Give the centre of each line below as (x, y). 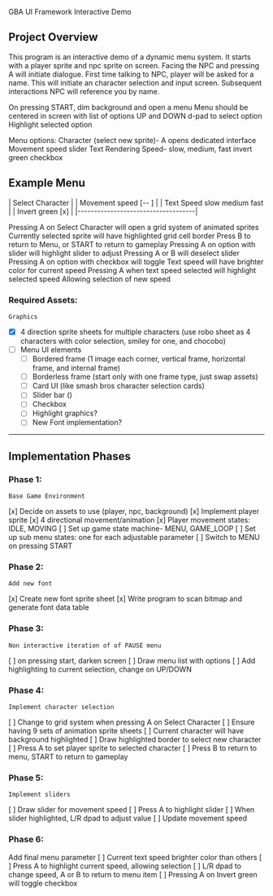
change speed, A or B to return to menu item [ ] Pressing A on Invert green (133, 874)
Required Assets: (43, 300)
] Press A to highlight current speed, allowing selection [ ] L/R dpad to (125, 866)
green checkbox (36, 157)
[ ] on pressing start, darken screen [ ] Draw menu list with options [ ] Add (132, 660)
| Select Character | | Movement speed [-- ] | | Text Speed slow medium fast (136, 202)
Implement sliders (39, 795)
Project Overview (53, 37)
